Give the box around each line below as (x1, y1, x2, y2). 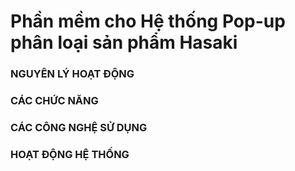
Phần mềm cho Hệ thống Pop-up (10, 10, 286, 33)
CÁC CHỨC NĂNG (10, 94, 99, 108)
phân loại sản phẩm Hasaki (10, 31, 238, 54)
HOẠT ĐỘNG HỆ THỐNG (10, 147, 130, 161)
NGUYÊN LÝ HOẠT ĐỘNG (10, 67, 135, 81)
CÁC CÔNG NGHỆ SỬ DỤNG (10, 120, 148, 134)
